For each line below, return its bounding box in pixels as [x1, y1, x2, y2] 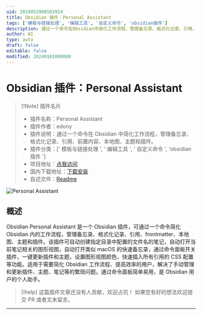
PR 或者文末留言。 [28, 296, 73, 304]
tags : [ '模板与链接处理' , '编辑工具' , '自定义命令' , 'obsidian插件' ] [6, 20, 168, 26]
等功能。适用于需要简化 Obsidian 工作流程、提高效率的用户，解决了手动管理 [6, 261, 195, 268]
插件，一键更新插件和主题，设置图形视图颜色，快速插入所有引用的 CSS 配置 [6, 253, 194, 260]
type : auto [6, 37, 34, 43]
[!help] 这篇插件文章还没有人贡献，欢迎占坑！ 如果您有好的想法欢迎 [20, 289, 188, 296]
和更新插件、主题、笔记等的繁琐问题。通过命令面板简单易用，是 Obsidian [6, 268, 188, 275]
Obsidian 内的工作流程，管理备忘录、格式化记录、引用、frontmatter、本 [6, 231, 185, 238]
